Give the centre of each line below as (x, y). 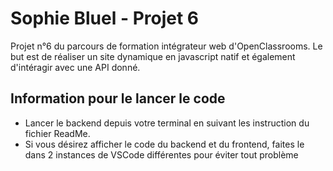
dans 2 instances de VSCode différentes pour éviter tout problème (161, 154)
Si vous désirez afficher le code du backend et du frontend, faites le (164, 144)
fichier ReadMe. (57, 133)
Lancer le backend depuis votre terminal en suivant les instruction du (167, 123)
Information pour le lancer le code (118, 98)
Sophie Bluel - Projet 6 (105, 18)
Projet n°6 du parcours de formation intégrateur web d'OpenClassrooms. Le (166, 46)
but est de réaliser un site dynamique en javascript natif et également (153, 56)
